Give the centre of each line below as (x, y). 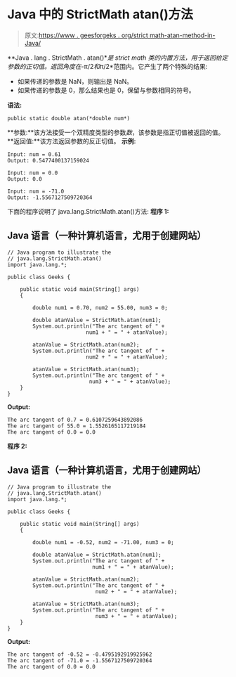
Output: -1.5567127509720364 (50, 198)
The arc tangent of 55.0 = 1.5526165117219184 (77, 426)
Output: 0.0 (25, 179)
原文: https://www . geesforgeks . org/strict (86, 35)
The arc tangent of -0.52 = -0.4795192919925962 (80, 655)
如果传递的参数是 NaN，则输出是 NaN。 (75, 81)
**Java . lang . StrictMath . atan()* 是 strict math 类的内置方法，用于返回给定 (118, 58)
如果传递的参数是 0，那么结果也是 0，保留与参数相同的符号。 (106, 90)
